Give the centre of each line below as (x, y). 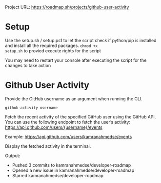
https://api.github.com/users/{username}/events (54, 127)
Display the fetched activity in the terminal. (48, 146)
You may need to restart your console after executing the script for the (76, 60)
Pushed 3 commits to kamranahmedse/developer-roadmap (71, 165)
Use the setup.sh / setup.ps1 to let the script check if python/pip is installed (81, 40)
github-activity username (31, 108)
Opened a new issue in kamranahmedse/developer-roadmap (73, 170)
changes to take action (28, 65)
